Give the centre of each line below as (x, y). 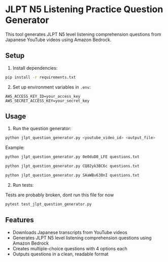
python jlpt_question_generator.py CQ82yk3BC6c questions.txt (72, 166)
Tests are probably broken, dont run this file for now (60, 195)
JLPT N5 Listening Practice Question (84, 9)
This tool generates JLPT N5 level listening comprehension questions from (83, 34)
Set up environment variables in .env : (52, 87)
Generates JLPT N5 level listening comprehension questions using (82, 238)
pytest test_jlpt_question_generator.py (49, 204)
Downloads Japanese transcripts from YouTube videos (70, 232)
